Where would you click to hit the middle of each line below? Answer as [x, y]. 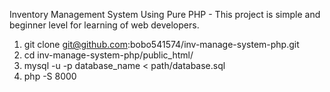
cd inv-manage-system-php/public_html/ [108, 55]
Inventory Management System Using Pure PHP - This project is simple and [165, 14]
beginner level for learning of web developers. [104, 25]
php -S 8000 [50, 76]
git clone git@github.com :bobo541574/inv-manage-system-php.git [161, 44]
